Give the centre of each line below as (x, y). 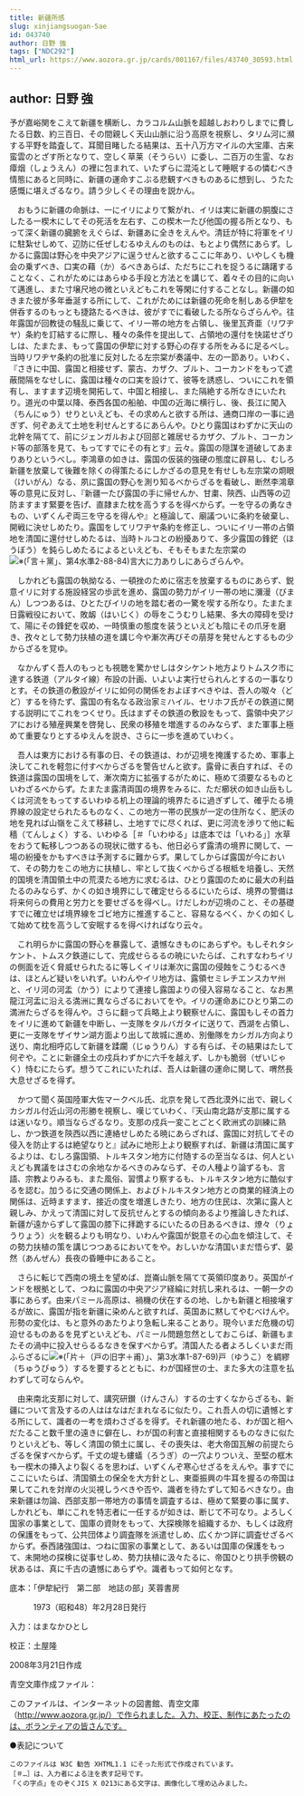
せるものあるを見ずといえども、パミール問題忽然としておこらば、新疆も (152, 1334)
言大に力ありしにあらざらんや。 (189, 561)
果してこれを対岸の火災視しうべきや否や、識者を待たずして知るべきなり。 (148, 1489)
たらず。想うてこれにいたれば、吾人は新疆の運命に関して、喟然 (167, 1068)
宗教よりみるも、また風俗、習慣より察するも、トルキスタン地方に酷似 (156, 1179)
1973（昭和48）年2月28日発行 (90, 1607)
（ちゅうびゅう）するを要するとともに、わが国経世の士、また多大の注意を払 (152, 1368)
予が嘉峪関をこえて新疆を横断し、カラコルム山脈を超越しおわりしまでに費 (148, 122)
